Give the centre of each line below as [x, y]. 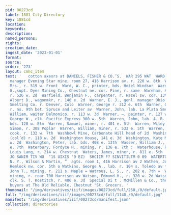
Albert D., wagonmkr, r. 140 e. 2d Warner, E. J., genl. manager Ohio [88, 100]
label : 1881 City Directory [35, 15]
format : [13, 57]
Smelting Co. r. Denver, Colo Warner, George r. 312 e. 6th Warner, [86, 105]
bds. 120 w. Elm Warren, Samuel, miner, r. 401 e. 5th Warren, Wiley [88, 124]
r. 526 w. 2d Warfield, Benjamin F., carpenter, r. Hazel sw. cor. [84, 95]
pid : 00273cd [19, 10]
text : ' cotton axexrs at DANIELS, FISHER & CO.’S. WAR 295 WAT [78, 76]
